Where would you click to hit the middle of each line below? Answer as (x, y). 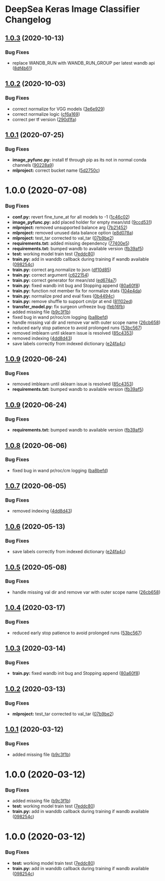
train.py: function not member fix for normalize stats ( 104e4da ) (77, 291)
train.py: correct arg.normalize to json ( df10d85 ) (62, 270)
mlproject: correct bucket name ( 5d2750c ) (56, 170)
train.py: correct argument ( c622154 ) (50, 275)
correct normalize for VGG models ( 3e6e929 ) (59, 109)
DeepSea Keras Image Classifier (72, 9)
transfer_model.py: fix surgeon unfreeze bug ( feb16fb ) (68, 306)
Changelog (28, 20)
